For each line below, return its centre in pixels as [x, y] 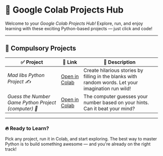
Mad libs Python [26, 75]
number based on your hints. [116, 103]
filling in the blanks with [110, 76]
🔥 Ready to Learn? [27, 128]
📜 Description [120, 62]
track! [11, 149]
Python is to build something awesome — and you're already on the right [78, 144]
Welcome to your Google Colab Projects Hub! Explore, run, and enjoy [74, 23]
